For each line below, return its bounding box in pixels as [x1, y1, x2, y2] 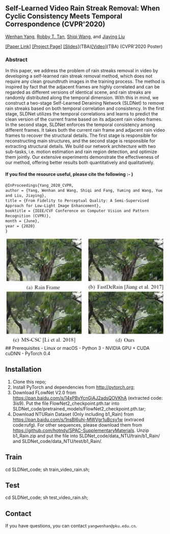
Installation [5, 365, 42, 374]
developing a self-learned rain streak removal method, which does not [5, 73, 153, 79]
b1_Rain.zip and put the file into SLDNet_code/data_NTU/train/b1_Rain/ [12, 432, 160, 439]
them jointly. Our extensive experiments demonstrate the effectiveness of [5, 154, 159, 160]
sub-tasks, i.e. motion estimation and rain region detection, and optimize [5, 149, 157, 155]
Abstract [5, 56, 28, 63]
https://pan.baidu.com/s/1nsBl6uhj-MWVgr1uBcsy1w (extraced [12, 417, 145, 423]
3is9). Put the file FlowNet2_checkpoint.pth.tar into [12, 400, 120, 406]
